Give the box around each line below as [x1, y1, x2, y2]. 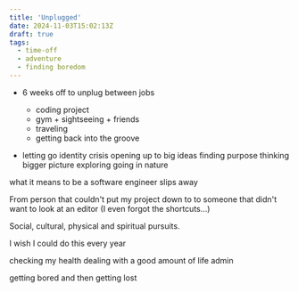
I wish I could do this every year [9, 238, 127, 248]
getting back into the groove [35, 133, 140, 143]
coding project [35, 104, 89, 115]
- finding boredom [17, 63, 87, 72]
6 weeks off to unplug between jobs [21, 86, 155, 98]
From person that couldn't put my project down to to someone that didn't [9, 193, 277, 205]
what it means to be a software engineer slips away [9, 176, 199, 187]
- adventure [17, 54, 62, 63]
